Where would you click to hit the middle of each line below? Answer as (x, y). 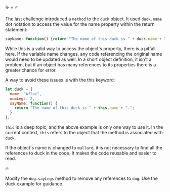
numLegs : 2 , (23, 99)
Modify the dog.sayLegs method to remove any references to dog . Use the (81, 178)
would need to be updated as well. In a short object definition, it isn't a (78, 59)
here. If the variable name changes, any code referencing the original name (84, 54)
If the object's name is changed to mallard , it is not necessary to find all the (84, 148)
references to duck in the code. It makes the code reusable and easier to (81, 153)
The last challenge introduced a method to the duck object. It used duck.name (84, 19)
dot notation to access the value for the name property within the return (80, 24)
